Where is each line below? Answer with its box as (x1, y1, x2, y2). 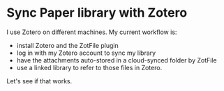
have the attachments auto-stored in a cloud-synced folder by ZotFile (16, 56, 217, 64)
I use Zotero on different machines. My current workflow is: (6, 28, 177, 36)
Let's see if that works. (6, 76, 73, 85)
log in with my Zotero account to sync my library (16, 49, 156, 57)
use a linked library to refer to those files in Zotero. (16, 63, 163, 72)
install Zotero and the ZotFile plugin (16, 41, 119, 49)
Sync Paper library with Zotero (6, 5, 188, 21)
